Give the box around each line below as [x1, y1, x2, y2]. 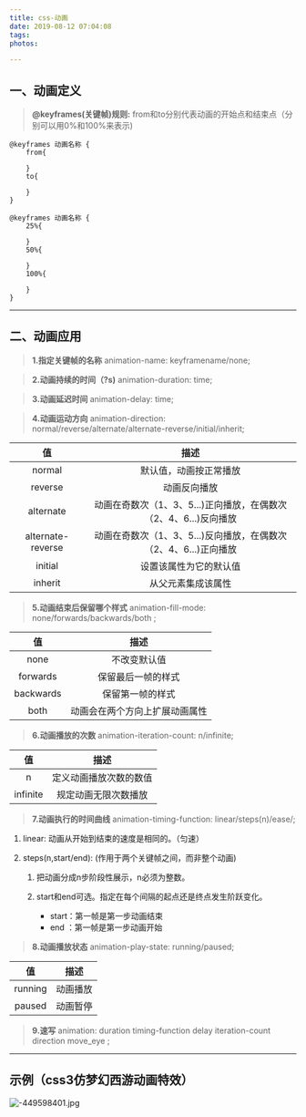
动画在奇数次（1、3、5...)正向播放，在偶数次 [94, 498, 288, 511]
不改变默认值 [110, 653, 167, 666]
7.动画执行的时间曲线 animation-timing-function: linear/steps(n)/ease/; [31, 813, 296, 824]
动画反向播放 [162, 481, 219, 493]
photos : [9, 38, 39, 48]
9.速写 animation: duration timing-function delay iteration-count [31, 1025, 271, 1036]
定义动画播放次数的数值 [51, 771, 153, 784]
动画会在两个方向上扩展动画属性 [69, 704, 208, 717]
